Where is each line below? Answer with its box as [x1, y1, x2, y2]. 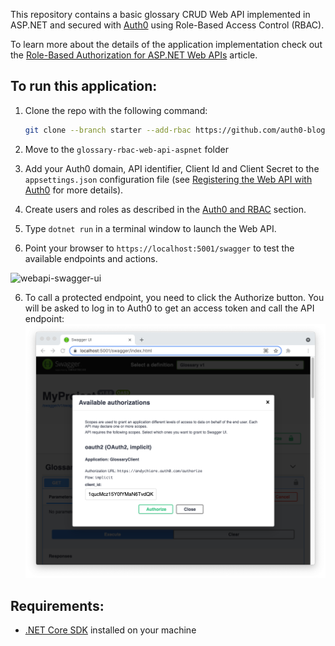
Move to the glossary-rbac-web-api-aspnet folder [24, 143, 229, 155]
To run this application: [10, 78, 158, 95]
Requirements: [10, 597, 105, 614]
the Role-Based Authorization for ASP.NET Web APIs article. [10, 49, 258, 61]
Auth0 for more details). [24, 184, 124, 196]
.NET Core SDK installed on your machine [24, 624, 197, 636]
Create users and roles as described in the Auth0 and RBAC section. [24, 203, 307, 215]
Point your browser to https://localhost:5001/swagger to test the [24, 242, 295, 254]
